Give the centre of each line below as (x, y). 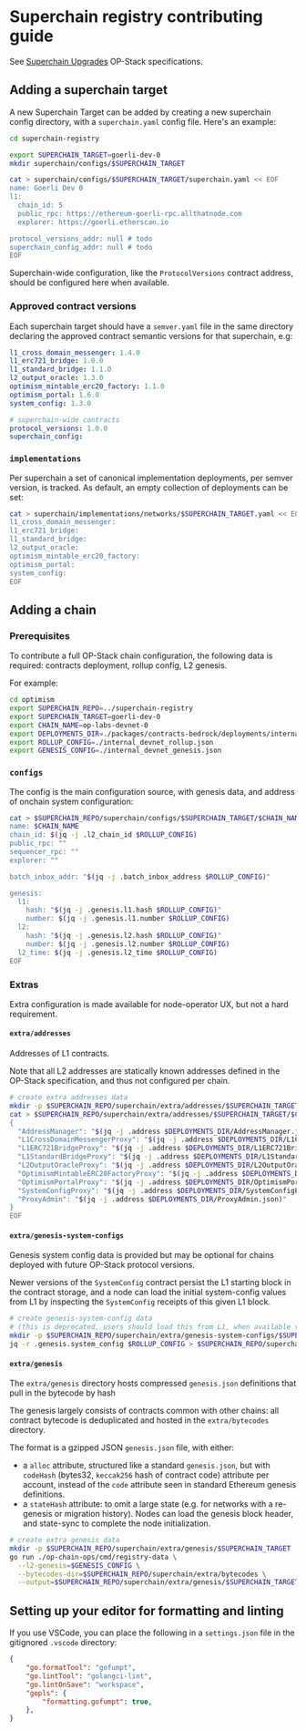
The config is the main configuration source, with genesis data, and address (153, 791)
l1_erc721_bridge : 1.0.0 (56, 361)
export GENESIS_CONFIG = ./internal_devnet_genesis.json (116, 751)
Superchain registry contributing (137, 17)
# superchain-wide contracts (65, 420)
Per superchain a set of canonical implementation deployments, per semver (151, 478)
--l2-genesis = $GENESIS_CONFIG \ (79, 1565)
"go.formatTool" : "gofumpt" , (81, 1668)
